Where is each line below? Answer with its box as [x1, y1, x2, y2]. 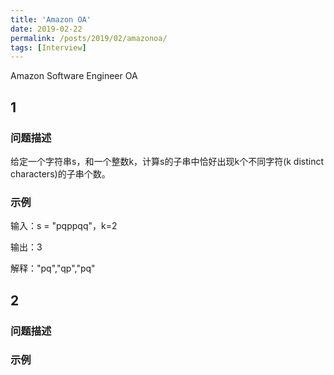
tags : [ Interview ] [10, 42, 87, 53]
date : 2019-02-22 [10, 24, 83, 34]
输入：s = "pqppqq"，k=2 [10, 220, 118, 232]
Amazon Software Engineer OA [10, 70, 138, 82]
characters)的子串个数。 [10, 167, 111, 180]
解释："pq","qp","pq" [10, 262, 96, 275]
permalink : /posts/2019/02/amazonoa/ [10, 33, 168, 43]
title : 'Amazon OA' [10, 14, 92, 25]
